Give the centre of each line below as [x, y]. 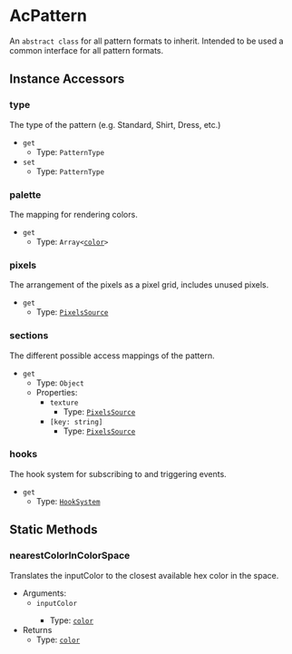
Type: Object [60, 383]
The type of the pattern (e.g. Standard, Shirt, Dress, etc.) [115, 124]
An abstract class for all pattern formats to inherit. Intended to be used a [146, 41]
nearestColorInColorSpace [70, 556]
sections [29, 336]
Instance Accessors [67, 79]
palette [25, 194]
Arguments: [44, 593]
